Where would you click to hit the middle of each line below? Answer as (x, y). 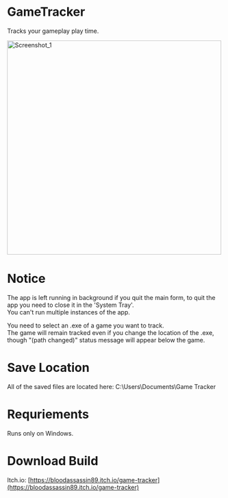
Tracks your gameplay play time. (53, 31)
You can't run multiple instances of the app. (68, 312)
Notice (26, 279)
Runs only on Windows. (40, 433)
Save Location (49, 368)
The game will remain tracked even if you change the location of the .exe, (111, 332)
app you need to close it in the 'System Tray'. (71, 305)
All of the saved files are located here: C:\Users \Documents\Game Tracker (112, 386)
